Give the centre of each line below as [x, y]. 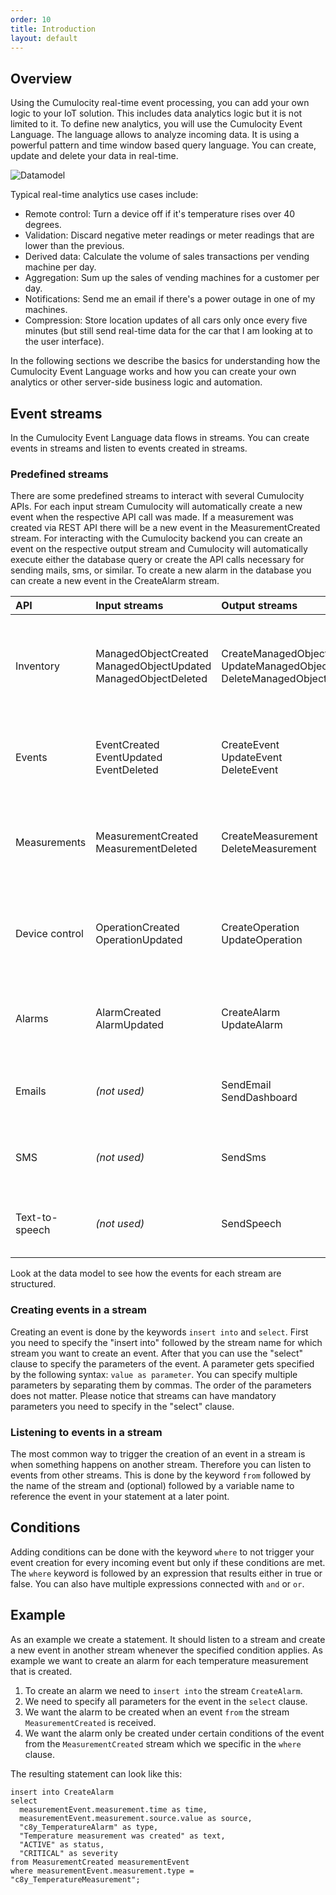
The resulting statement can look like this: [96, 1773]
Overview [41, 78]
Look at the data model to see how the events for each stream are [146, 1273]
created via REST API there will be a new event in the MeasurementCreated [165, 528]
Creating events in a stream [78, 1310]
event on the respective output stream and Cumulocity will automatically [159, 549]
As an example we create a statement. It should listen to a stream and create [168, 1639]
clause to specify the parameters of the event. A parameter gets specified [162, 1363]
